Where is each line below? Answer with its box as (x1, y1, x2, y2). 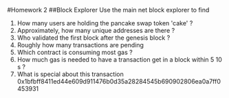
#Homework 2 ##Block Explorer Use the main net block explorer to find (7, 6, 210, 14)
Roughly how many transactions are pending (17, 41, 144, 49)
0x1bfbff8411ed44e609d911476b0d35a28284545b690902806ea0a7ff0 (17, 77, 221, 85)
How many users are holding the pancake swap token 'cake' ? (17, 19, 193, 27)
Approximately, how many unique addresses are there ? (17, 27, 175, 34)
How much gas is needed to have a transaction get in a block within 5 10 (17, 56, 222, 64)
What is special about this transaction (17, 70, 124, 78)
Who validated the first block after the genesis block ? (17, 34, 171, 42)
